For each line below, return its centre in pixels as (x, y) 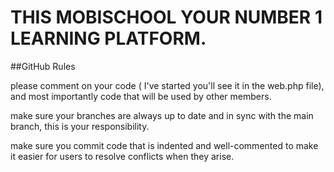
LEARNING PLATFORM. (108, 38)
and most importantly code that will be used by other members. (141, 96)
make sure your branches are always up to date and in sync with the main (162, 115)
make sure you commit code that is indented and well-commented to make (164, 145)
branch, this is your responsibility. (80, 126)
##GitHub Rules (43, 66)
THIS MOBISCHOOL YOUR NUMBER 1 (166, 17)
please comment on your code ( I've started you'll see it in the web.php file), (167, 85)
